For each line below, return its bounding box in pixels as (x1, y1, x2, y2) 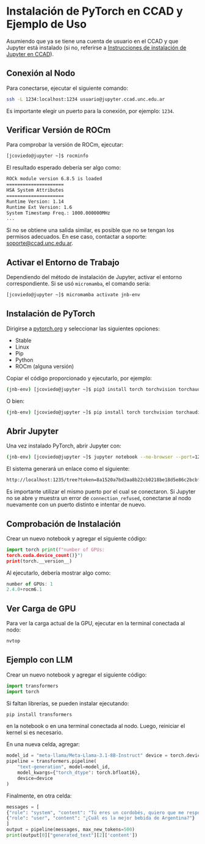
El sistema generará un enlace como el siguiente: (6, 465, 130, 473)
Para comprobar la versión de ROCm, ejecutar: (6, 141, 124, 148)
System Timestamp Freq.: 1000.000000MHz (6, 209, 111, 216)
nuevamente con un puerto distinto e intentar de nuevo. (6, 501, 146, 508)
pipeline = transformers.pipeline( (6, 759, 97, 765)
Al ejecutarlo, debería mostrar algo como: (6, 569, 111, 577)
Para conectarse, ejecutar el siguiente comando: (6, 84, 128, 92)
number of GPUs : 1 (6, 581, 53, 587)
